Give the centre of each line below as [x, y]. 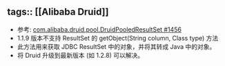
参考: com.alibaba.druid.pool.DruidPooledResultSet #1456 [99, 29]
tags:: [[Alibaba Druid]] [58, 12]
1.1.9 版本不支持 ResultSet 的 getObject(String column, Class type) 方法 [118, 38]
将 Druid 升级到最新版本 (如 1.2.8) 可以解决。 [80, 55]
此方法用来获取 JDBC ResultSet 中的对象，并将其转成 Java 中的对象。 [116, 46]
